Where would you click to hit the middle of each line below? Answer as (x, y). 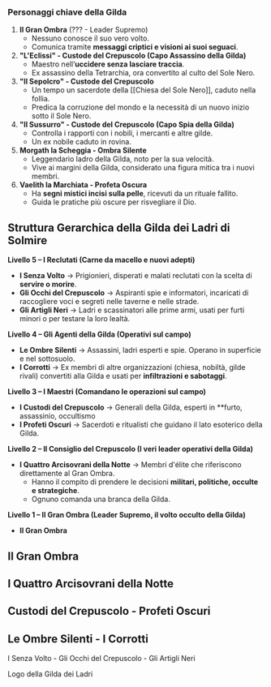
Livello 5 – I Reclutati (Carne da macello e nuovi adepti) (101, 260)
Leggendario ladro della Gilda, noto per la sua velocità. (123, 159)
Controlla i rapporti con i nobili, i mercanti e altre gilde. (122, 133)
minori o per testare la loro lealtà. (75, 319)
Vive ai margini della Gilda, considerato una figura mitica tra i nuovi (143, 168)
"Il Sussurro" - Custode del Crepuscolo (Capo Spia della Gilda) (127, 125)
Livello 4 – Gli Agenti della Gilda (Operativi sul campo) (99, 334)
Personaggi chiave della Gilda (67, 12)
